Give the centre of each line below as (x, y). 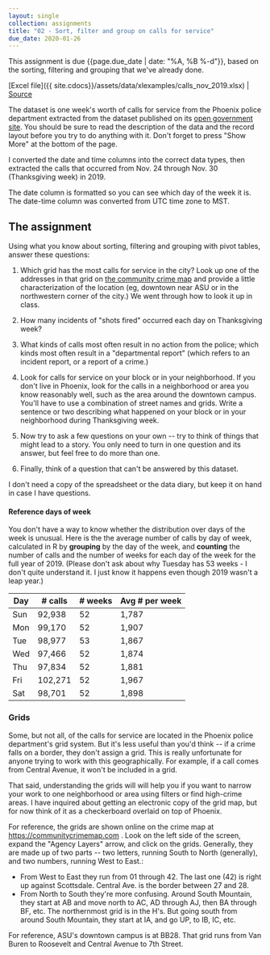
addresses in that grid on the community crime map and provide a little (137, 279)
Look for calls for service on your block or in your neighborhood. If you (138, 377)
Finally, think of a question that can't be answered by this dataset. (129, 469)
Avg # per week (151, 601)
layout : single (34, 16)
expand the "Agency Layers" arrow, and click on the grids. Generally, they (131, 844)
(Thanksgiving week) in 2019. (57, 177)
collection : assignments (50, 23)
